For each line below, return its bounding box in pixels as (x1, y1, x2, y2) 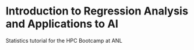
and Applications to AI (5, 17, 118, 31)
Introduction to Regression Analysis (5, 4, 189, 18)
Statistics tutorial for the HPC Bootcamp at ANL (5, 37, 123, 44)
